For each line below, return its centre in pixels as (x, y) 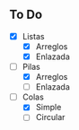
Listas (33, 36)
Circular (50, 117)
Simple (48, 108)
